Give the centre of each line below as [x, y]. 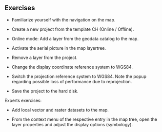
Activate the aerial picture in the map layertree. [59, 48]
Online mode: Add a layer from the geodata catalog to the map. [75, 38]
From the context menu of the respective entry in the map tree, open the [84, 119]
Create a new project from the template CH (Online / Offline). [73, 29]
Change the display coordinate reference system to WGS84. [72, 67]
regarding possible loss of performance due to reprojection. [72, 81]
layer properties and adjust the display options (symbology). [72, 124]
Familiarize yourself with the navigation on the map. [63, 19]
